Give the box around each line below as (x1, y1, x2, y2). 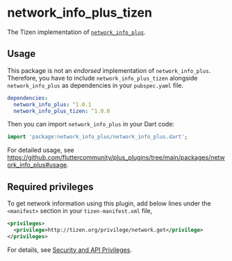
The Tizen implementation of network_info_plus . (7, 28, 146, 36)
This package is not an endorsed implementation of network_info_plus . (7, 66, 211, 74)
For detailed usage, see (7, 146, 74, 154)
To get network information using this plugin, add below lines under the (7, 199, 212, 208)
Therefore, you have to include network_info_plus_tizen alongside (7, 74, 198, 82)
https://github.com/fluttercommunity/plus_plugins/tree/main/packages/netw (7, 153, 226, 162)
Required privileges (7, 180, 94, 192)
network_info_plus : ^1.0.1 (13, 101, 92, 108)
